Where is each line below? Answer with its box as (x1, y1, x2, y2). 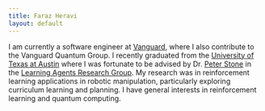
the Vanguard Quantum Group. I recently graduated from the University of (8, 50, 254, 60)
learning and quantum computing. (8, 93, 121, 103)
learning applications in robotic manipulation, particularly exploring (8, 76, 231, 86)
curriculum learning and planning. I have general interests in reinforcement (8, 84, 257, 94)
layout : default (8, 19, 63, 28)
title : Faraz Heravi (8, 11, 78, 20)
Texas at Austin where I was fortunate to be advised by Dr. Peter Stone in (8, 58, 252, 69)
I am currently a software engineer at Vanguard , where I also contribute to (8, 41, 254, 51)
